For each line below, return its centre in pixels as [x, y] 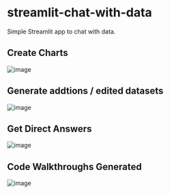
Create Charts [38, 53]
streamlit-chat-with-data [80, 13]
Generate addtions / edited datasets [85, 91]
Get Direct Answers [49, 129]
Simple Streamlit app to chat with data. [61, 31]
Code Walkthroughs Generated [74, 166]
